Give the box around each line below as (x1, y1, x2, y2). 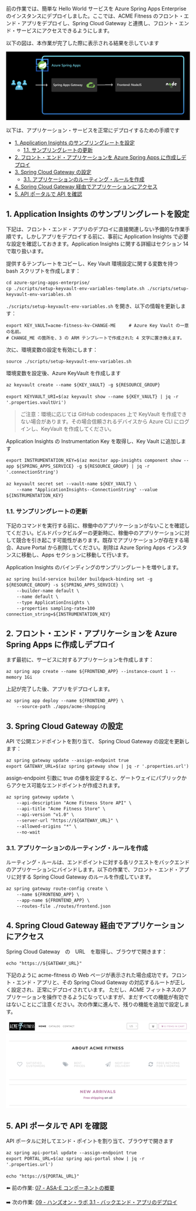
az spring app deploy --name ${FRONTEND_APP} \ (6, 698, 124, 704)
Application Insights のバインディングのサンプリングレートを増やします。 (6, 563, 182, 570)
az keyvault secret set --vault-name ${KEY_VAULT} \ (6, 481, 137, 487)
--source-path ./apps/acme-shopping (16, 704, 106, 710)
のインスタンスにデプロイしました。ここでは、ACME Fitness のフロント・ (6, 12, 184, 19)
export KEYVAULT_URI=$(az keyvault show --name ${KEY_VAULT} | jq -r (6, 394, 179, 400)
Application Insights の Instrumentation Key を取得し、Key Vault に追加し (6, 438, 181, 445)
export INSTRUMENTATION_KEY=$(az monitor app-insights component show (6, 458, 181, 464)
